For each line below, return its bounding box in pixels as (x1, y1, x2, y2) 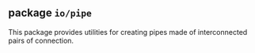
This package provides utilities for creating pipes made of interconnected (8, 27, 248, 36)
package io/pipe (8, 6, 93, 20)
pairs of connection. (8, 36, 74, 45)
